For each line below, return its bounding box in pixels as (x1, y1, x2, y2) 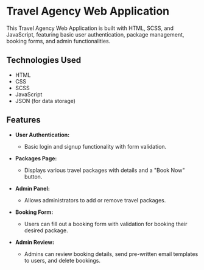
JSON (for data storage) (15, 97, 76, 104)
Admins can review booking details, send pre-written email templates (24, 250, 199, 257)
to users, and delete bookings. (24, 257, 101, 264)
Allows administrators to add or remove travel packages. (24, 196, 166, 204)
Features (6, 115, 41, 126)
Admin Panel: (15, 185, 50, 192)
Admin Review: (15, 238, 55, 246)
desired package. (24, 227, 68, 234)
